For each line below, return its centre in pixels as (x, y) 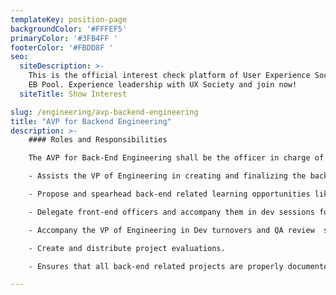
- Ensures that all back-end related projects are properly (156, 266)
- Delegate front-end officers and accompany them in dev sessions (171, 212)
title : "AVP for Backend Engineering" (91, 121)
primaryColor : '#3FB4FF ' (64, 38)
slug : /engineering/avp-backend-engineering (104, 112)
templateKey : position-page (69, 19)
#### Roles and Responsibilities (98, 140)
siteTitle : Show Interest (73, 94)
